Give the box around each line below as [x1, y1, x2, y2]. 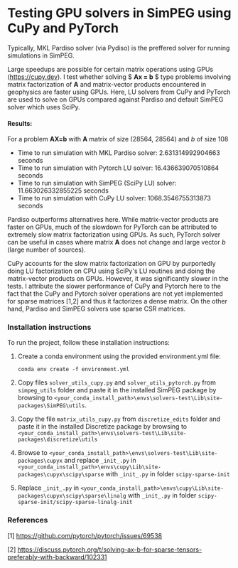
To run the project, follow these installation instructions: [7, 338, 171, 347]
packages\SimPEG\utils [17, 402, 85, 409]
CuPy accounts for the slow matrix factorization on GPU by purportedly [7, 259, 216, 268]
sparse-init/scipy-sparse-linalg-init [17, 499, 133, 506]
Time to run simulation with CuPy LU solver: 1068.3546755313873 [17, 194, 211, 203]
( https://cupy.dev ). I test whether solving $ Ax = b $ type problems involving [7, 73, 231, 81]
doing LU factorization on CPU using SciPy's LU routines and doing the [7, 267, 215, 275]
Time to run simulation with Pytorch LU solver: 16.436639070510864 [17, 164, 220, 172]
